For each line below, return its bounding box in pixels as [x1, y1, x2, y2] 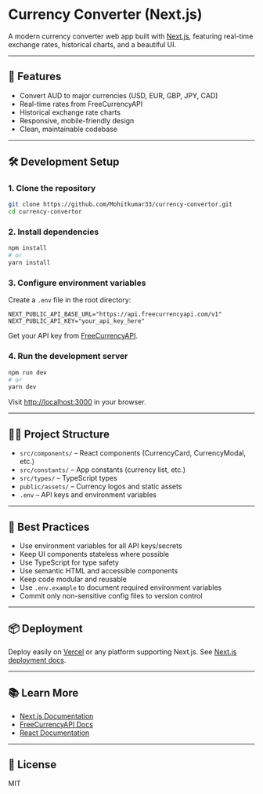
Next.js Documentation [19, 711, 94, 720]
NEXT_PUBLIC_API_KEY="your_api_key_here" [8, 317, 146, 325]
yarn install [8, 259, 51, 267]
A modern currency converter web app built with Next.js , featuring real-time [8, 31, 254, 41]
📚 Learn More [8, 686, 79, 700]
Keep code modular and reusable [19, 574, 128, 584]
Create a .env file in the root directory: [8, 295, 131, 305]
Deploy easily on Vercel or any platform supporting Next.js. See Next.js [8, 646, 237, 657]
